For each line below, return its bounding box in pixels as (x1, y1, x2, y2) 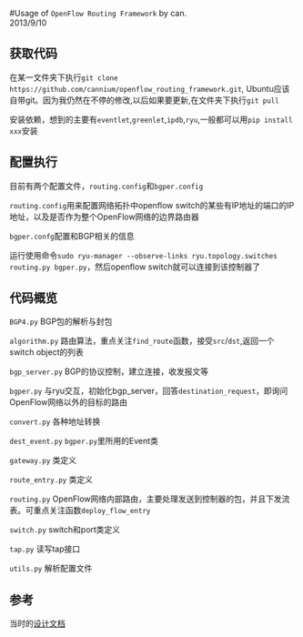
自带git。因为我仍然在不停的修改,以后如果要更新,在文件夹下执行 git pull (9, 95, 279, 106)
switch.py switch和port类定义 (9, 524, 121, 535)
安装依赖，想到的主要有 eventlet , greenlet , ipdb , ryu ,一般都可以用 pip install (9, 114, 293, 125)
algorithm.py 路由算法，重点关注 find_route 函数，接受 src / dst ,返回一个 (9, 336, 275, 347)
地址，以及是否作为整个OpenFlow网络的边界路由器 (9, 211, 199, 222)
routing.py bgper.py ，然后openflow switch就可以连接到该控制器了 (9, 261, 261, 272)
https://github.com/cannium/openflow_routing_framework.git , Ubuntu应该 (9, 83, 290, 94)
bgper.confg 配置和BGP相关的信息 (9, 230, 135, 241)
